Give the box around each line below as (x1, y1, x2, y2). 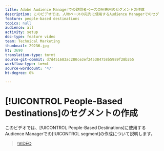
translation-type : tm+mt (5, 52, 56, 57)
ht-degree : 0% (5, 71, 34, 75)
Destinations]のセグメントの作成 (5, 108, 138, 119)
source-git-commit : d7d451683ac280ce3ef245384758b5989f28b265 (5, 57, 134, 62)
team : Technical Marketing (5, 39, 60, 44)
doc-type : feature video (5, 35, 56, 39)
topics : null (5, 20, 32, 26)
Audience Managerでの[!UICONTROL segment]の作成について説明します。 (5, 131, 155, 136)
